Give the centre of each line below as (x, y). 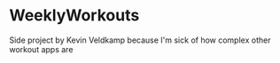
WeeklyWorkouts (74, 16)
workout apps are (41, 49)
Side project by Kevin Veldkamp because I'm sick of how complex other (140, 40)
